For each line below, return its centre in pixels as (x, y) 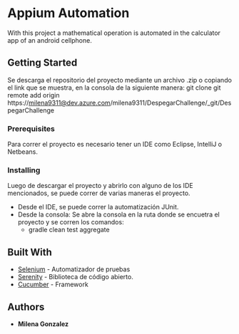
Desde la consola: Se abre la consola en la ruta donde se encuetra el (118, 214)
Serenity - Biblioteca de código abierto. (75, 277)
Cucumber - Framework (53, 285)
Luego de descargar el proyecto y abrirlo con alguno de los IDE (101, 186)
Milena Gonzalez (43, 324)
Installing (24, 170)
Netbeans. (22, 152)
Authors (26, 307)
